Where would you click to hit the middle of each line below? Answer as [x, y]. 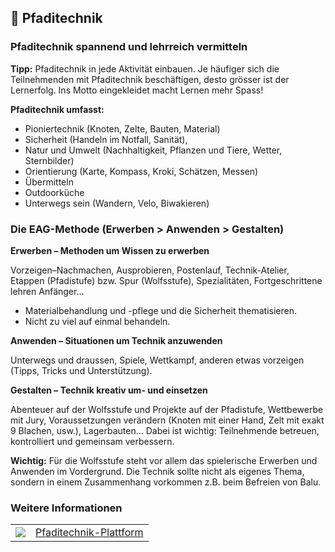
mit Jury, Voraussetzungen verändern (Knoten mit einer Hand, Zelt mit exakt [167, 420]
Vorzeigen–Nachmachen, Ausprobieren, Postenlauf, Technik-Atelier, [150, 270]
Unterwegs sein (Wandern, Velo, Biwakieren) [117, 203]
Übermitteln [49, 182]
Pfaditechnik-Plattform [89, 533]
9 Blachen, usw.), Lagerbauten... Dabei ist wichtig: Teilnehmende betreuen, [165, 430]
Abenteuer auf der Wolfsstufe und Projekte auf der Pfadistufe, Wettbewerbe [167, 409]
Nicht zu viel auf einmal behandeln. [97, 321]
